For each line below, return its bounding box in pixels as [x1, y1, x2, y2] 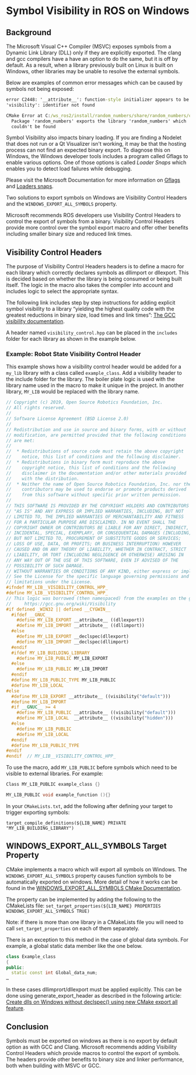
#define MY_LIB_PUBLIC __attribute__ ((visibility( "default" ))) [16, 710, 176, 715]
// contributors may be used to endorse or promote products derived [6, 487, 187, 492]
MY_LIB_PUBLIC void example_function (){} [6, 792, 111, 798]
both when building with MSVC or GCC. [6, 1062, 101, 1069]
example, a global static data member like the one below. [6, 942, 143, 949]
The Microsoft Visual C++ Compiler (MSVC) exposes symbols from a [6, 43, 171, 50]
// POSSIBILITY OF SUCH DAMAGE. [6, 563, 85, 569]
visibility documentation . [6, 318, 65, 325]
